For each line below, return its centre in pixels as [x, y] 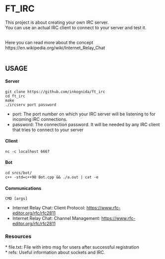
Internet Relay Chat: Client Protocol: [49, 208]
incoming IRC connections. [40, 119]
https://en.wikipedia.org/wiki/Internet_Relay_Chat [55, 48]
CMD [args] [16, 199]
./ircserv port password [31, 104]
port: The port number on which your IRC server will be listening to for [84, 114]
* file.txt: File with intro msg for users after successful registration [72, 247]
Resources [18, 237]
